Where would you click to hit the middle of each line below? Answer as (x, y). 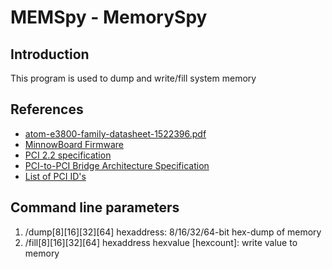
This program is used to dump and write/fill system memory (133, 78)
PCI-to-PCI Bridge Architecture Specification (117, 165)
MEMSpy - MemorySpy (109, 17)
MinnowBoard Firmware (74, 144)
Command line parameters (95, 207)
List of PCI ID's (55, 176)
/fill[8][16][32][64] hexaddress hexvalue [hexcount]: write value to (161, 242)
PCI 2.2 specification (68, 155)
